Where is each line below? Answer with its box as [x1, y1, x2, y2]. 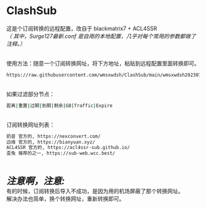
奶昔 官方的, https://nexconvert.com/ [6, 133, 101, 139]
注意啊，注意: [6, 175, 66, 187]
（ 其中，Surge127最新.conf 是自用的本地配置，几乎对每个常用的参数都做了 [6, 32, 196, 40]
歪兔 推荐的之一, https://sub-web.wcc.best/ [6, 150, 115, 156]
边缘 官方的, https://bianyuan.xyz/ [6, 139, 96, 145]
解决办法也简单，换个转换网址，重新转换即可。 [6, 195, 124, 202]
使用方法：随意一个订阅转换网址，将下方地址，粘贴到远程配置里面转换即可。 [6, 60, 200, 67]
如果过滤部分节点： [6, 90, 55, 98]
